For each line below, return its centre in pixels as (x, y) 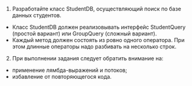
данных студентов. (37, 15)
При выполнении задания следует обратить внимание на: (87, 58)
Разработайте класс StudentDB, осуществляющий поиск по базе (97, 9)
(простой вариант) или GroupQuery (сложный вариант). (84, 34)
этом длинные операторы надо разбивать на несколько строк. (94, 46)
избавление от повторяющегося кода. (62, 77)
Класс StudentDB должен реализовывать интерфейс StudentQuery (99, 27)
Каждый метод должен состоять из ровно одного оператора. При (98, 40)
